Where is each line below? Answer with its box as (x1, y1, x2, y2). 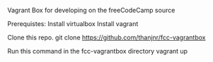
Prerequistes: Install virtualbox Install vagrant (7, 20, 139, 27)
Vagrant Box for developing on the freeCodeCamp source (7, 6, 175, 14)
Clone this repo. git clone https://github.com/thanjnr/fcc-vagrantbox (7, 33, 206, 42)
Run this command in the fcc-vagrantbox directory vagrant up (7, 47, 188, 55)
